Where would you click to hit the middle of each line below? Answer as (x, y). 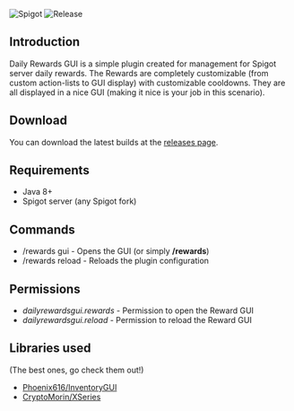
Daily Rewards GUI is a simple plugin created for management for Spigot (143, 64)
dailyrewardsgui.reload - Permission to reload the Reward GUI (137, 320)
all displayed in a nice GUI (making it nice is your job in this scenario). (137, 92)
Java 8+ (37, 192)
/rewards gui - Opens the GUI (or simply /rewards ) (116, 251)
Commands (43, 229)
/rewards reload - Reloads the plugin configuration (115, 261)
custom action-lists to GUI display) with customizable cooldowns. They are (147, 83)
